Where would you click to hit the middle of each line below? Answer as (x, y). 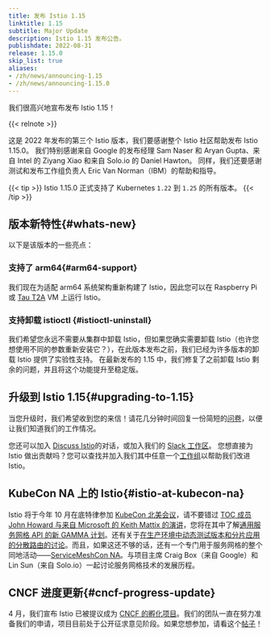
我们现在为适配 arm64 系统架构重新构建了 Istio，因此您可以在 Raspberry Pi (133, 287)
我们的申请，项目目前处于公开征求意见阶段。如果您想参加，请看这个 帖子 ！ (139, 624)
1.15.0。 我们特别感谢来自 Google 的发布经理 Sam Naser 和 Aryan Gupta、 (131, 150)
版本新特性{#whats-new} (73, 224)
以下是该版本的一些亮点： (51, 245)
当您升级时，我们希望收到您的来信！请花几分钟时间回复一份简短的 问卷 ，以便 (135, 418)
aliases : (23, 69)
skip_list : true (35, 61)
